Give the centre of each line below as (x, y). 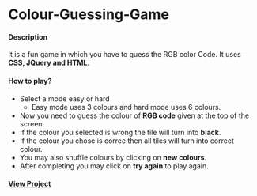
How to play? (30, 81)
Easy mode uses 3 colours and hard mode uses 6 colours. (126, 107)
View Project (30, 184)
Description (28, 36)
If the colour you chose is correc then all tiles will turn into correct (127, 141)
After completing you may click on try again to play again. (114, 166)
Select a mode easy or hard (64, 98)
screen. (32, 123)
